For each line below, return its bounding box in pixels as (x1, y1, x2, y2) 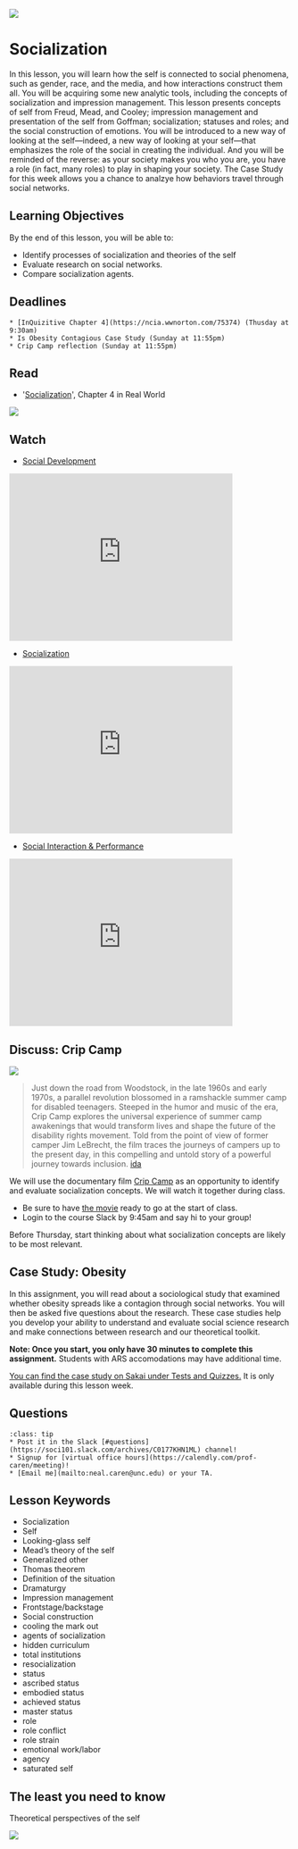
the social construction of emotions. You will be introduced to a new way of (9, 125, 286, 136)
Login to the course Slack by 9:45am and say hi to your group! (21, 1212, 252, 1223)
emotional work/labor (21, 1744, 101, 1755)
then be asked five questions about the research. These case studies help (9, 1307, 281, 1318)
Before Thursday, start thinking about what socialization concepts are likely (9, 1229, 286, 1240)
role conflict (21, 1725, 67, 1736)
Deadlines (9, 295, 67, 310)
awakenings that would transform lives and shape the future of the (30, 1121, 277, 1131)
